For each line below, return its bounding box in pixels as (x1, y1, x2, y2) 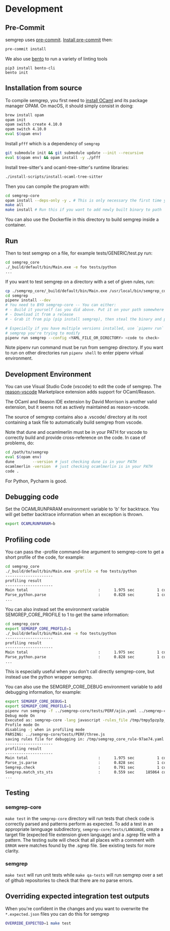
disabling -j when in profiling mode (5, 727, 85, 732)
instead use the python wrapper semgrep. (5, 673, 93, 680)
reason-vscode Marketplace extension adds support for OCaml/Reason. (5, 389, 156, 395)
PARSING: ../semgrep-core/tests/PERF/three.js (5, 732, 105, 737)
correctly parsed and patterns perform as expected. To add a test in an (5, 821, 153, 827)
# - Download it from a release (5, 312, 73, 317)
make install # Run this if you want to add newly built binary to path (5, 207, 162, 212)
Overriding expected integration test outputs (5, 892, 150, 901)
